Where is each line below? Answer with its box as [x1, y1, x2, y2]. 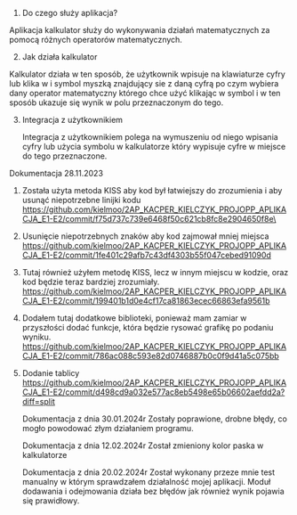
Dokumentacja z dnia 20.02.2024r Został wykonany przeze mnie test [21, 467, 276, 478]
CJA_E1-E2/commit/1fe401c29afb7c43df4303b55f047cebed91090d [21, 249, 271, 260]
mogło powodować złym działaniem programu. [21, 423, 194, 433]
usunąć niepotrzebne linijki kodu [21, 195, 141, 205]
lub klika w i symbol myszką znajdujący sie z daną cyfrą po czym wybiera [9, 78, 279, 88]
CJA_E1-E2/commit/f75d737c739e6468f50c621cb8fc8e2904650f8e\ [21, 214, 277, 224]
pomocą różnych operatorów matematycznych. [9, 35, 182, 45]
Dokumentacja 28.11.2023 [9, 168, 104, 178]
